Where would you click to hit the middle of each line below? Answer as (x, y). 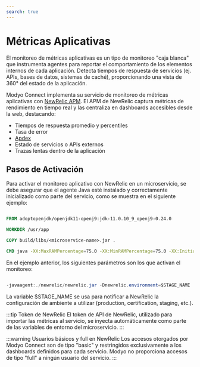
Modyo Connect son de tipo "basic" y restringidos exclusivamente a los (94, 345)
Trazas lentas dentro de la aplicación (60, 150)
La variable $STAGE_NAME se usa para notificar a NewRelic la (82, 297)
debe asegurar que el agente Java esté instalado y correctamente (87, 190)
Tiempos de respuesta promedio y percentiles (71, 125)
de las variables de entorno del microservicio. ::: (65, 327)
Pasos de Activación (45, 169)
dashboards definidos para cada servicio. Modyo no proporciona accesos (97, 351)
